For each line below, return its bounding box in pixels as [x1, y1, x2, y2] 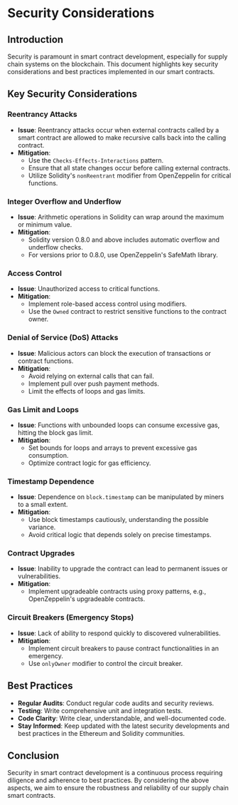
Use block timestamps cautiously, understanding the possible [28, 516, 209, 524]
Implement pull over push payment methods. [28, 379, 160, 388]
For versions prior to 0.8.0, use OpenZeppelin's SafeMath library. [28, 250, 218, 259]
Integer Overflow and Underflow [7, 196, 122, 206]
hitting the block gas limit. [17, 428, 94, 436]
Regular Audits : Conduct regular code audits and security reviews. [17, 699, 215, 707]
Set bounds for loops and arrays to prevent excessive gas [28, 443, 198, 452]
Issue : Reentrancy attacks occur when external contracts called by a [17, 125, 220, 134]
